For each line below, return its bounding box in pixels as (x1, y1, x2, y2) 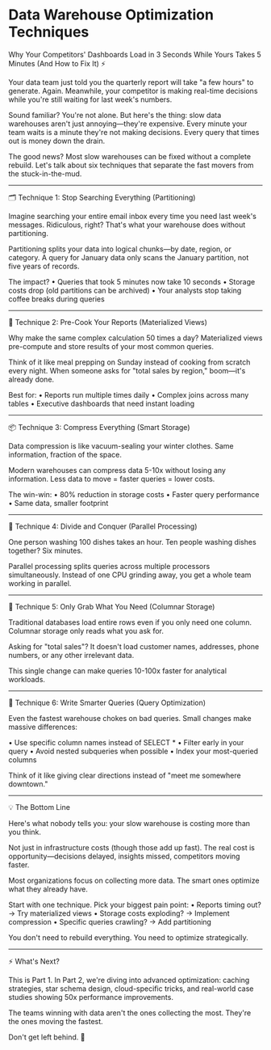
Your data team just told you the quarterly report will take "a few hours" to (8, 77, 254, 86)
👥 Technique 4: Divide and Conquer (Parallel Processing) (8, 521, 198, 531)
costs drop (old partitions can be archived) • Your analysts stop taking (8, 285, 242, 295)
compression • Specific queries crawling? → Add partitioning (8, 917, 212, 926)
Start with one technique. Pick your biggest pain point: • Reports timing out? (8, 900, 262, 909)
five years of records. (8, 261, 80, 271)
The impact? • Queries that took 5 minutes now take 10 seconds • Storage (8, 276, 256, 286)
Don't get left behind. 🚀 (8, 1032, 85, 1042)
